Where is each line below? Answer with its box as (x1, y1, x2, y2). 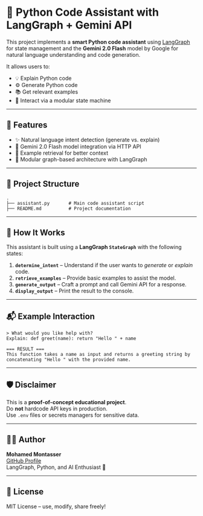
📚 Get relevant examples (14, 88, 79, 95)
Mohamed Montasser (6, 450, 62, 458)
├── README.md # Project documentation (6, 205, 131, 211)
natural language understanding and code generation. (6, 51, 141, 58)
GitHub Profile (6, 457, 42, 464)
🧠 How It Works (6, 227, 65, 237)
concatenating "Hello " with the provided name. (6, 356, 131, 363)
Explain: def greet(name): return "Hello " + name (6, 335, 137, 342)
